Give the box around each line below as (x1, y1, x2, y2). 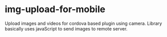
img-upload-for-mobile (5, 4, 106, 15)
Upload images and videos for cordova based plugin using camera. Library (5, 20, 162, 26)
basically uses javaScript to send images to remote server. (5, 25, 128, 31)
